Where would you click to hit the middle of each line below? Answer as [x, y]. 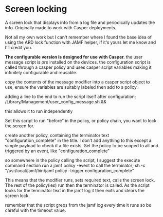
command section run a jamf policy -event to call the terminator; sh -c [75, 165]
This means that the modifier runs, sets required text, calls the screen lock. [80, 180]
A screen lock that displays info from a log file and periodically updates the [80, 22]
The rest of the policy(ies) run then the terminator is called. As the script [77, 185]
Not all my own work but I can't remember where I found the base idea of [78, 37]
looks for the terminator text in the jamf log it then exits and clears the [75, 190]
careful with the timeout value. [36, 210]
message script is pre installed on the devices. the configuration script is [78, 62]
